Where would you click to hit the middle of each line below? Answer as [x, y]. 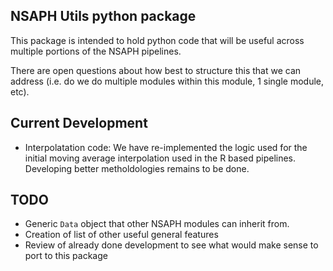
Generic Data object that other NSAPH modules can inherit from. [157, 224]
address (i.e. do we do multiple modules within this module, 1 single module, [167, 81]
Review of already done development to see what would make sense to [171, 245]
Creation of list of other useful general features [121, 235]
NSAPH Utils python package [103, 16]
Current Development [79, 123]
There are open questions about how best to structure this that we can [156, 70]
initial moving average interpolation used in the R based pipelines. [160, 158]
